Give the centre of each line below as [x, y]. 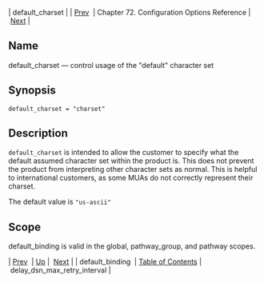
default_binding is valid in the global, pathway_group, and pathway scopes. [132, 246]
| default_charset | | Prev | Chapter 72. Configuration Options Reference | [130, 12]
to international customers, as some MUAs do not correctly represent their [131, 178]
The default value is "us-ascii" [60, 202]
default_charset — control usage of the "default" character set [111, 65]
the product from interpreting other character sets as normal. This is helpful [133, 169]
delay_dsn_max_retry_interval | [60, 270]
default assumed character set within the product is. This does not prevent [131, 161]
